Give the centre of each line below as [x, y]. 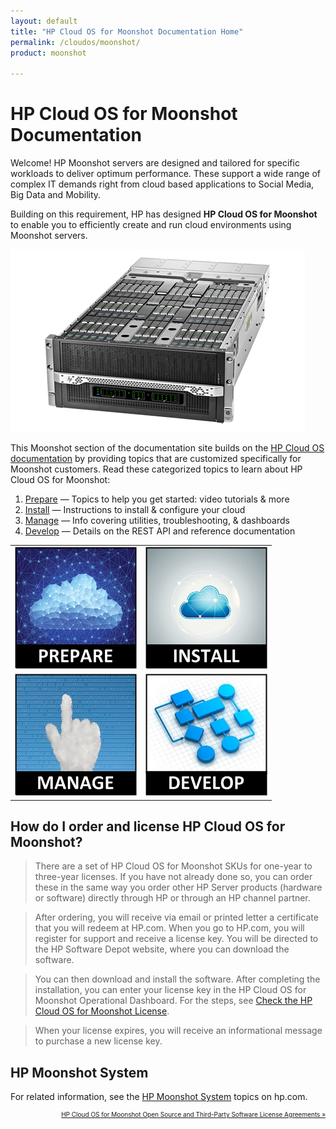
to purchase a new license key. [98, 1041]
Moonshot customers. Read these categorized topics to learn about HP [156, 469]
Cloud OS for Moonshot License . [102, 1011]
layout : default [44, 21]
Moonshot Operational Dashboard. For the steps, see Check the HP [173, 1001]
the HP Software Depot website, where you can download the [162, 949]
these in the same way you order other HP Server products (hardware [178, 887]
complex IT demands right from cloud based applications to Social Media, [162, 184]
